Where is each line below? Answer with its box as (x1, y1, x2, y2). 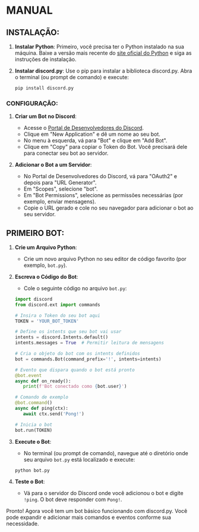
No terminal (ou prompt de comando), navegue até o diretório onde (23, 449, 188, 456)
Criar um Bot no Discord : (14, 113, 77, 120)
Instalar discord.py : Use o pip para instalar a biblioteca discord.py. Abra (14, 67, 192, 74)
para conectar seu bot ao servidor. (23, 150, 109, 157)
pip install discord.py (14, 85, 74, 91)
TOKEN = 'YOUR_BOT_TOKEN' (14, 318, 79, 324)
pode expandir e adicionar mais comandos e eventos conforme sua (6, 514, 171, 521)
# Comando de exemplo (14, 394, 68, 400)
